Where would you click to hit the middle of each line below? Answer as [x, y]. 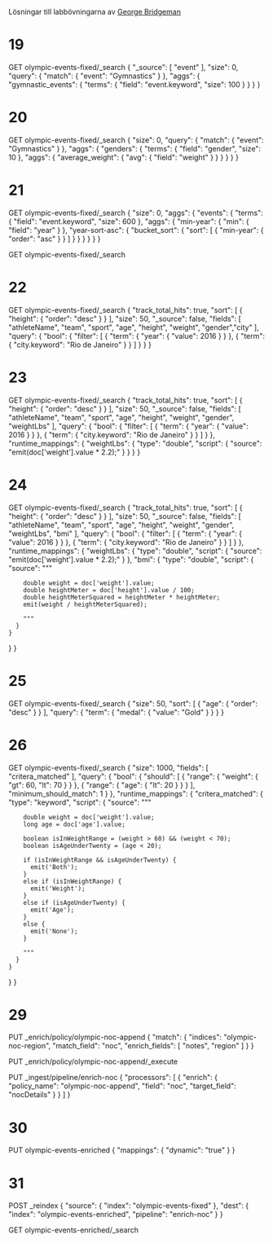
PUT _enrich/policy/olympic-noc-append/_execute [93, 1061]
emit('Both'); [54, 867]
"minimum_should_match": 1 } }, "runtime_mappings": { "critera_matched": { [136, 793]
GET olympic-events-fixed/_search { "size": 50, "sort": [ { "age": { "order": [133, 703]
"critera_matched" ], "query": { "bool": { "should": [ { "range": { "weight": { [133, 776]
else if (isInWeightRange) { [73, 881]
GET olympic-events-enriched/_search [73, 1230]
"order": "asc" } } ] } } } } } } [55, 239]
